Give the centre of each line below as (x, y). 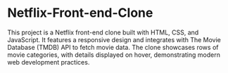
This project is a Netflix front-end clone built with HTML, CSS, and (103, 32)
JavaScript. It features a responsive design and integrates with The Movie (114, 39)
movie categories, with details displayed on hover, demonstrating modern (114, 55)
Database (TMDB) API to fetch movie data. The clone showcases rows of (113, 47)
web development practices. (49, 62)
